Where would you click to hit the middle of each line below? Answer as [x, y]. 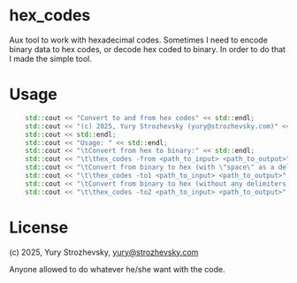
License [39, 227]
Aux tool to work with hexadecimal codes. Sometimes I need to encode [138, 40]
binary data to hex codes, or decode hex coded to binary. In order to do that [147, 49]
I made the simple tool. [51, 58]
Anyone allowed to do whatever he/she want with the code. [117, 269]
